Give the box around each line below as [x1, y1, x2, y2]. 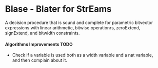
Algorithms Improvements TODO [5, 41, 73, 47]
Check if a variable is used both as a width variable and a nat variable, [12, 52, 153, 58]
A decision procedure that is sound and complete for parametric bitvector [5, 20, 153, 25]
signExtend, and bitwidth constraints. [5, 30, 80, 36]
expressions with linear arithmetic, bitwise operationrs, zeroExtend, [5, 24, 140, 30]
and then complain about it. [12, 57, 67, 63]
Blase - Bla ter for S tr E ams [5, 3, 112, 15]
